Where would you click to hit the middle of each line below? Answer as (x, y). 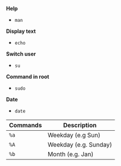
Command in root (28, 77)
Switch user (21, 54)
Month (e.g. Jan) (71, 154)
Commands (26, 125)
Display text (21, 31)
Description (80, 125)
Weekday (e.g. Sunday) (80, 145)
